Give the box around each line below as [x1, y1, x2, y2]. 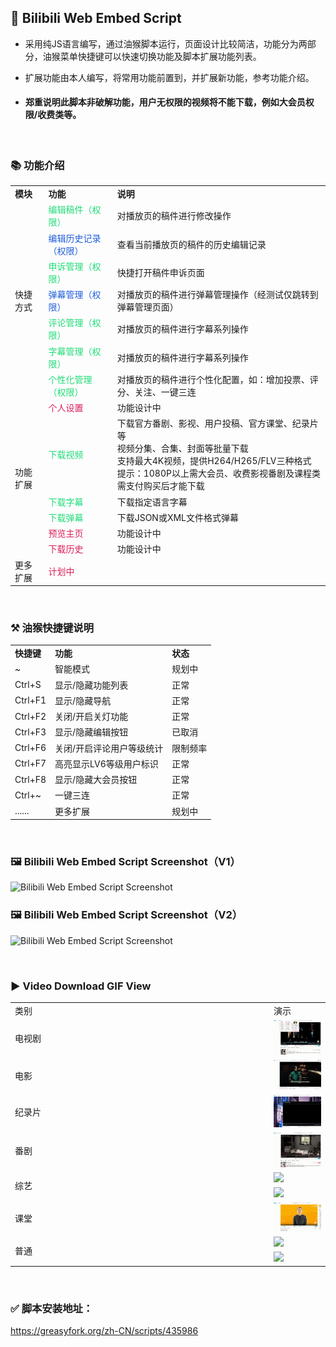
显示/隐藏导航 [54, 694, 112, 706]
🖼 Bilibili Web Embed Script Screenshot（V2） [10, 908, 243, 922]
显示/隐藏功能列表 [54, 679, 129, 691]
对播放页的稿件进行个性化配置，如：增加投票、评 [116, 373, 319, 385]
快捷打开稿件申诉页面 [116, 266, 205, 278]
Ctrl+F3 [14, 726, 47, 738]
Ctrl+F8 [14, 773, 47, 785]
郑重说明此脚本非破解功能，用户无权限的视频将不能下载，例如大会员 [24, 96, 306, 108]
